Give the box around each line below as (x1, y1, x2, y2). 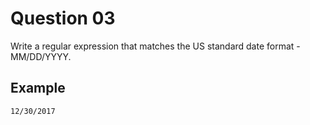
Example (10, 80, 66, 97)
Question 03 (10, 7, 116, 30)
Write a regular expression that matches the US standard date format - (10, 40, 301, 52)
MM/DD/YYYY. (10, 50, 72, 62)
